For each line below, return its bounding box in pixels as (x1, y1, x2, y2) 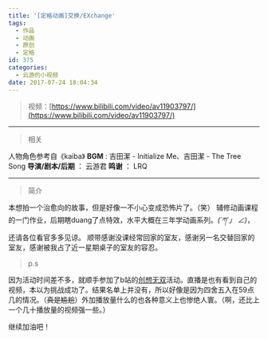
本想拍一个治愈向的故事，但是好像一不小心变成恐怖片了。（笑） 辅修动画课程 (8, 203, 258, 212)
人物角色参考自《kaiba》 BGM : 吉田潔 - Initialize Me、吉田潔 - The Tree (8, 151, 242, 160)
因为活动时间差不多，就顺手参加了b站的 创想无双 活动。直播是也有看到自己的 (8, 274, 258, 284)
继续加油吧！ (8, 321, 50, 331)
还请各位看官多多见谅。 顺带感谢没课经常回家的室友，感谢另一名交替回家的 (8, 232, 255, 242)
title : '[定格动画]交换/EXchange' (8, 11, 116, 20)
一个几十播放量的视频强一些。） (8, 305, 110, 314)
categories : (8, 64, 48, 72)
